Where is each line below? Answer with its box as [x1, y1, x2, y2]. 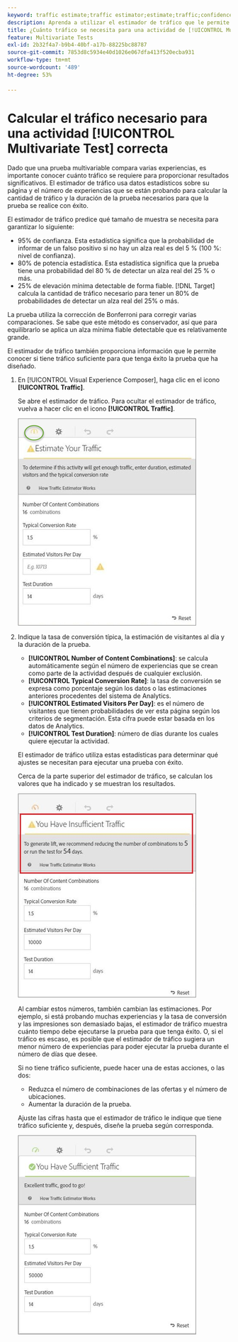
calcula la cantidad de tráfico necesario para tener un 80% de [17, 289, 199, 298]
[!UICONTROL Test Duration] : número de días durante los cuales [28, 729, 219, 738]
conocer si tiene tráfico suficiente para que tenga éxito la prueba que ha [7, 355, 218, 363]
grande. [7, 333, 30, 342]
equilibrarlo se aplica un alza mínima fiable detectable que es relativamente [7, 326, 227, 334]
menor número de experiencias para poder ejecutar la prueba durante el [17, 1043, 229, 1051]
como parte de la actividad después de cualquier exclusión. [28, 669, 203, 677]
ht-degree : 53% [7, 71, 52, 78]
